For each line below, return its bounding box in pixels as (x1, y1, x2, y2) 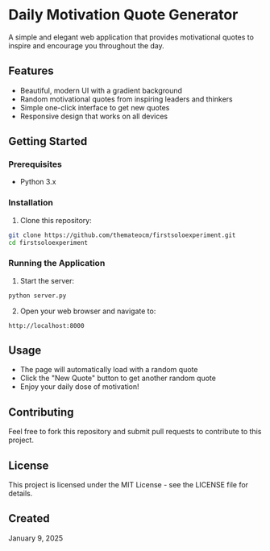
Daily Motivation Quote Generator (8, 6, 239, 24)
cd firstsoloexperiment (8, 238, 89, 246)
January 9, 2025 (8, 533, 64, 543)
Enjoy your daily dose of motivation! (19, 382, 139, 391)
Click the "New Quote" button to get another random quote (19, 373, 216, 383)
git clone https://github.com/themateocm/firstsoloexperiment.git (8, 231, 236, 239)
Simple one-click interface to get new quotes (19, 102, 170, 112)
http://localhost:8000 (8, 321, 85, 329)
